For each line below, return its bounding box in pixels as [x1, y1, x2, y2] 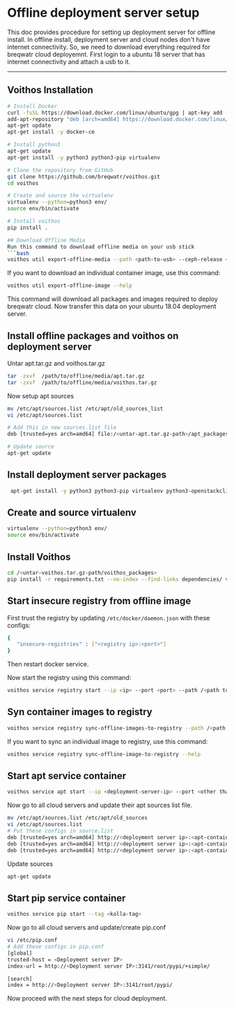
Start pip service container [7, 892, 126, 904]
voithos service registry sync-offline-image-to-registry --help [7, 751, 201, 758]
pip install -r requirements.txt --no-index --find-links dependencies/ [7, 576, 223, 583]
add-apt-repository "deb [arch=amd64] [7, 116, 120, 123]
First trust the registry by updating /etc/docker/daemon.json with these [7, 613, 210, 622]
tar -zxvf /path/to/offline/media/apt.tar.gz [7, 373, 145, 380]
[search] [7, 975, 33, 983]
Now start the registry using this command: [7, 673, 132, 682]
